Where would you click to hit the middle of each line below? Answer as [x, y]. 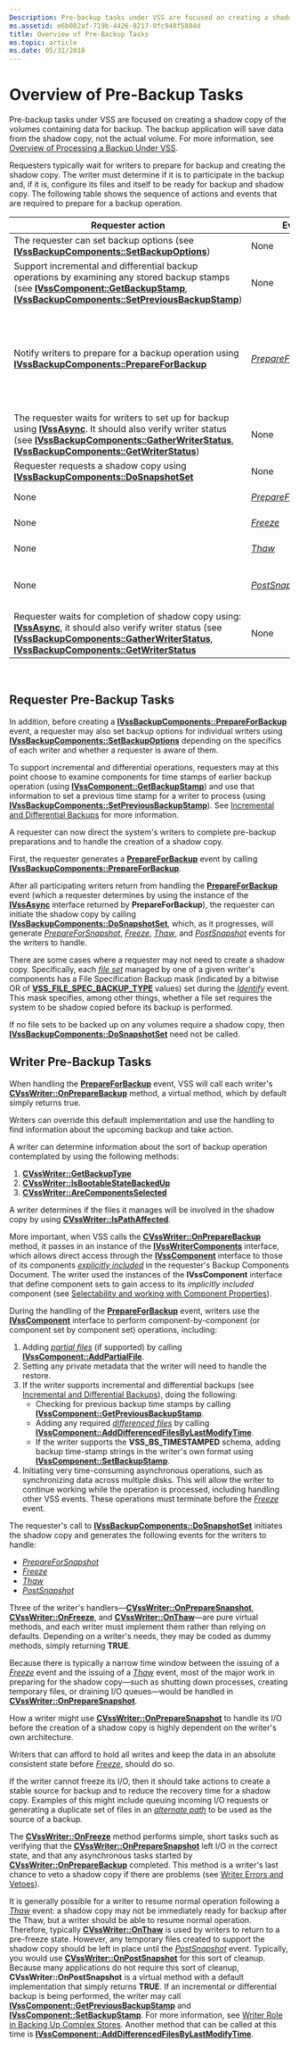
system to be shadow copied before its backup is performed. [121, 1007]
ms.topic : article [43, 42]
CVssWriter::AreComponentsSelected [94, 1192]
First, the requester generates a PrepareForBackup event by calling [133, 859]
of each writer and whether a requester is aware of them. [114, 750]
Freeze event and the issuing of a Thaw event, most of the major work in [142, 1672]
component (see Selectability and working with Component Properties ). [141, 1293]
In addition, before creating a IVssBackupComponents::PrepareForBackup [148, 721]
